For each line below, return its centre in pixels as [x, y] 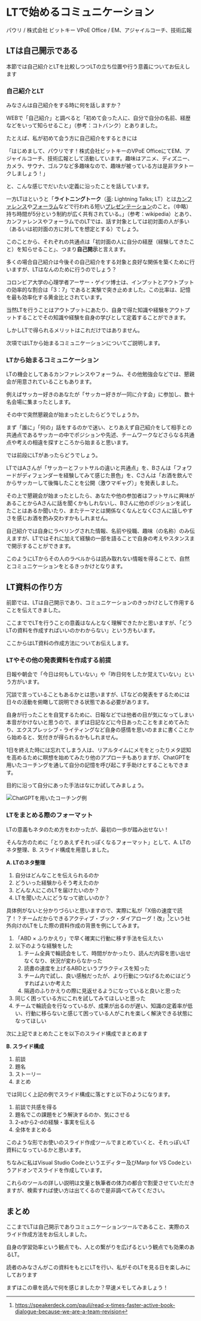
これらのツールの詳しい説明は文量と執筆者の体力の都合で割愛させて [90, 1183]
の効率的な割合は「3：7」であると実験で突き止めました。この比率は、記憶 [98, 290]
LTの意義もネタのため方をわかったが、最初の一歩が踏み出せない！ [88, 829]
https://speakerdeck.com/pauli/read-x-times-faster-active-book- [95, 1305]
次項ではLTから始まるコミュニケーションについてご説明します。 [85, 343]
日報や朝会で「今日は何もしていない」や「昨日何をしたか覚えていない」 [95, 674]
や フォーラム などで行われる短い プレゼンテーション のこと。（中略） [109, 206]
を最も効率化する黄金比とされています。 [56, 297]
